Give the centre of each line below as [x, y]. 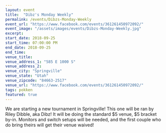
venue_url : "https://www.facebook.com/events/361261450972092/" [74, 85]
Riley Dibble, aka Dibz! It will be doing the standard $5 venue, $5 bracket [81, 114]
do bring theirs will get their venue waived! [50, 125]
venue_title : [19, 57]
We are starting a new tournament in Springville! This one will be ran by [80, 109]
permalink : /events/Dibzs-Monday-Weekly [49, 19]
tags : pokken [19, 90]
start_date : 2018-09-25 [30, 38]
